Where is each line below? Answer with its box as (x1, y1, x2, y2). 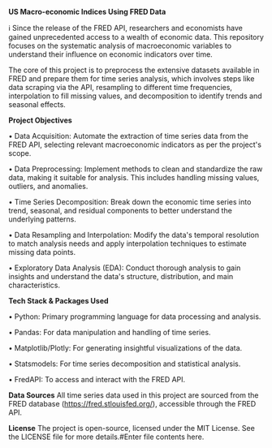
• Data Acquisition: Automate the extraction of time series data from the (8, 131, 249, 140)
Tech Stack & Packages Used (8, 296, 109, 305)
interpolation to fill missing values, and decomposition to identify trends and (8, 91, 262, 101)
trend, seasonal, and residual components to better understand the (8, 206, 233, 215)
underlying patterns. (8, 214, 77, 224)
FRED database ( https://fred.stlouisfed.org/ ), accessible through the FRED (8, 399, 257, 408)
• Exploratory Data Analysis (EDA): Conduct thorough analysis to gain (8, 263, 241, 273)
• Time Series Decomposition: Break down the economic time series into (8, 197, 252, 206)
